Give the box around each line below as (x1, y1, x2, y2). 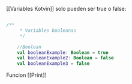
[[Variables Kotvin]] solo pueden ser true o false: (6, 5, 127, 12)
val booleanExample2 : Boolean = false (17, 55, 114, 61)
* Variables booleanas (19, 27, 77, 34)
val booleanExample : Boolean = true (17, 49, 109, 56)
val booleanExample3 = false (17, 61, 90, 67)
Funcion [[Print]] (6, 71, 47, 79)
